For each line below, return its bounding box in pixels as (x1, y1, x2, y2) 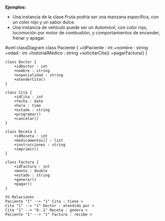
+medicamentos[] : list (14, 138, 64, 143)
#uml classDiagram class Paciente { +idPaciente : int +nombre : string (5, 45, 148, 50)
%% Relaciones (5, 195, 35, 200)
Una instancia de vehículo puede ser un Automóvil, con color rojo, (12, 24, 148, 30)
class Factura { (5, 160, 39, 165)
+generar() (14, 177, 37, 182)
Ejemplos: (5, 4, 26, 10)
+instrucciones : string (14, 142, 66, 147)
